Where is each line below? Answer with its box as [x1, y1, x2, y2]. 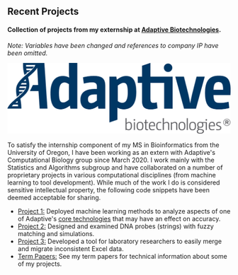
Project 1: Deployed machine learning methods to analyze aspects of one [17, 206, 231, 215]
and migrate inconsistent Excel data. [17, 244, 124, 253]
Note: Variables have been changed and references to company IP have [7, 41, 219, 49]
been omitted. [7, 49, 48, 57]
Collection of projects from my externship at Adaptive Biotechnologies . [7, 25, 222, 34]
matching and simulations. [17, 229, 95, 238]
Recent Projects [7, 6, 79, 18]
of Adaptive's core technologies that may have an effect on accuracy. [17, 214, 221, 223]
